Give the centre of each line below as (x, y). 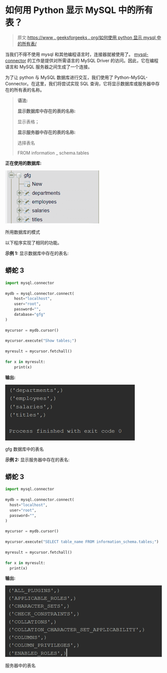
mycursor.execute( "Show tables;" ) (41, 341)
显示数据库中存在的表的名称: (46, 111)
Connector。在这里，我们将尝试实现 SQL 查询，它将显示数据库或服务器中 (80, 83)
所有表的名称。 (29, 90)
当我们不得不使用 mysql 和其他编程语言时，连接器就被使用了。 (69, 54)
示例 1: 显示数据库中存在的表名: (37, 253)
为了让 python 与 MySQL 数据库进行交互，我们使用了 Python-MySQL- (77, 77)
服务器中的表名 (20, 666)
